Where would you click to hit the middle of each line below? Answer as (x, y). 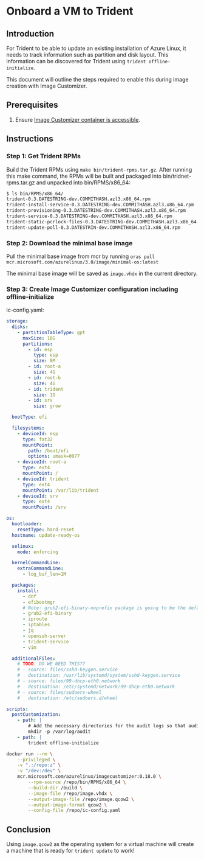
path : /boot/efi (49, 451)
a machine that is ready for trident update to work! (70, 851)
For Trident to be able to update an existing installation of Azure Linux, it (96, 48)
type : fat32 (37, 439)
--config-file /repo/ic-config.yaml (74, 811)
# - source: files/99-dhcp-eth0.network (69, 681)
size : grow (47, 406)
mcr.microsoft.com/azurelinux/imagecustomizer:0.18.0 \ (90, 777)
